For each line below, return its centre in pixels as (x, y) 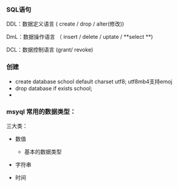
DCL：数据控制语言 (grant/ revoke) (50, 50)
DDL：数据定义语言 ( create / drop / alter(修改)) (65, 24)
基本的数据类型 (43, 151)
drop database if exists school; (53, 88)
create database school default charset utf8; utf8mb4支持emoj (94, 81)
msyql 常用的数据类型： (41, 112)
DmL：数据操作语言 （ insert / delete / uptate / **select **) (80, 37)
